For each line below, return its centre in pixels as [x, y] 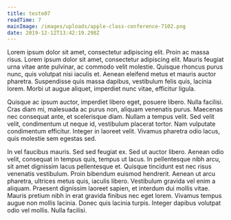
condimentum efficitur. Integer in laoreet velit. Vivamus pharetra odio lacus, [113, 131]
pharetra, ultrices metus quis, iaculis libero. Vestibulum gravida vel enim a [111, 181]
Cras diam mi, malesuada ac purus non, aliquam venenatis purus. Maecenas [115, 109]
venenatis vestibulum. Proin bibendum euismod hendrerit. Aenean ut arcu [111, 174]
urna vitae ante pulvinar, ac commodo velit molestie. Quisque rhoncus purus [115, 67]
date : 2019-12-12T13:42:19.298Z [53, 33]
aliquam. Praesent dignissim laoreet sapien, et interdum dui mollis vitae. [109, 188]
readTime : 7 [24, 20]
